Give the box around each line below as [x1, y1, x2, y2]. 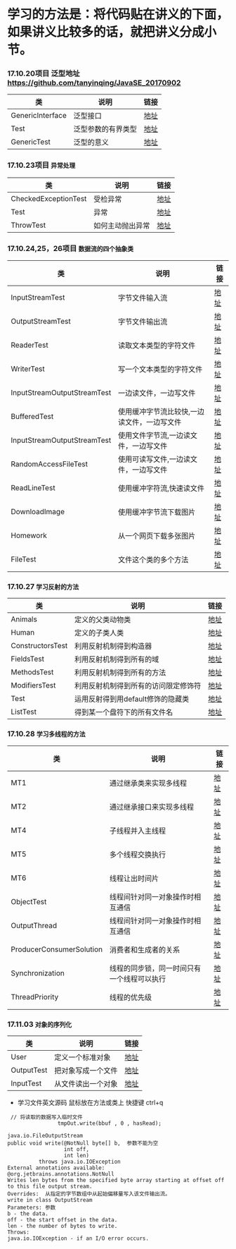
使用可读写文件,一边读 [118, 454, 191, 464]
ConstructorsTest [11, 641, 68, 651]
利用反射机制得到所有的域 [74, 654, 159, 664]
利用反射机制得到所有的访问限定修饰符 [74, 681, 202, 691]
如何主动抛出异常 [93, 220, 150, 230]
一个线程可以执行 [109, 974, 166, 984]
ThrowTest [11, 220, 46, 230]
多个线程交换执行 [109, 849, 166, 859]
